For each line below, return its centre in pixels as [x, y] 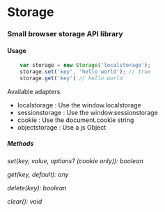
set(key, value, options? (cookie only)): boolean [76, 160]
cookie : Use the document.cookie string [76, 120]
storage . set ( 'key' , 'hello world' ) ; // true [85, 72]
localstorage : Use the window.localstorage [79, 105]
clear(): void [25, 201]
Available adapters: [35, 91]
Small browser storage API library [65, 34]
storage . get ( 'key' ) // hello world [71, 78]
